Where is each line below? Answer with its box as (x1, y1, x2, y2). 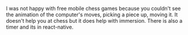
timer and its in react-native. (6, 23, 74, 30)
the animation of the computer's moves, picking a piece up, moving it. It (6, 11, 178, 18)
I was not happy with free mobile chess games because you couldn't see (6, 5, 181, 12)
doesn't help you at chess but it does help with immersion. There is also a (6, 17, 183, 24)
